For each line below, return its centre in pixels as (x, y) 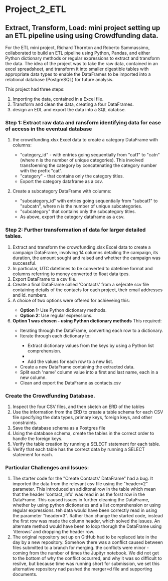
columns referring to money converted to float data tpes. (71, 274)
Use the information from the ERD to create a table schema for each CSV (88, 412)
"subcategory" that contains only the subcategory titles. (78, 212)
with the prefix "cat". (41, 171)
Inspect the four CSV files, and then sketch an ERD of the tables (78, 407)
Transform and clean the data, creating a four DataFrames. (73, 104)
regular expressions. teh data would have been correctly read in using (85, 510)
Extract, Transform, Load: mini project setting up (83, 28)
